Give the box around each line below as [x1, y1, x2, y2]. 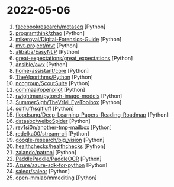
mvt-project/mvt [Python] [15, 42, 78, 49]
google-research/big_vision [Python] [15, 136, 105, 143]
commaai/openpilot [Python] [15, 86, 85, 93]
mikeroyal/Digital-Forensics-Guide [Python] [15, 36, 122, 43]
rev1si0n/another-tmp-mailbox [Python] [15, 124, 112, 131]
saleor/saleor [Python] [15, 167, 70, 175]
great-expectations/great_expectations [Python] [15, 54, 133, 62]
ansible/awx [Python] [15, 60, 67, 68]
